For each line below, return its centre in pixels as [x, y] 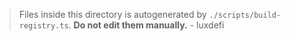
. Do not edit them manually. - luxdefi [146, 25]
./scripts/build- [245, 15]
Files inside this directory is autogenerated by [112, 14]
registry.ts [43, 26]
